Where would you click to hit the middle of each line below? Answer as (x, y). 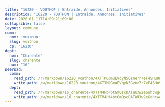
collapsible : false (25, 23)
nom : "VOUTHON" (25, 37)
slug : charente (25, 60)
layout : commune (22, 28)
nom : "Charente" (26, 55)
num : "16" (19, 65)
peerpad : (14, 70)
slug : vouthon (24, 42)
